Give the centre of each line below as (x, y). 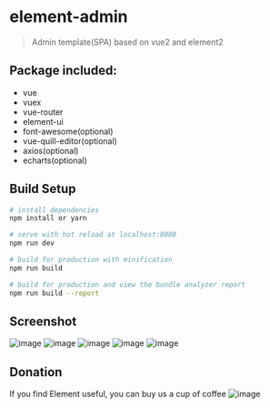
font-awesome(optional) (68, 131)
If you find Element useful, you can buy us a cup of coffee (118, 394)
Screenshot (43, 321)
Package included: (63, 71)
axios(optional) (50, 150)
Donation (36, 372)
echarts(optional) (55, 160)
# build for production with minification (91, 260)
